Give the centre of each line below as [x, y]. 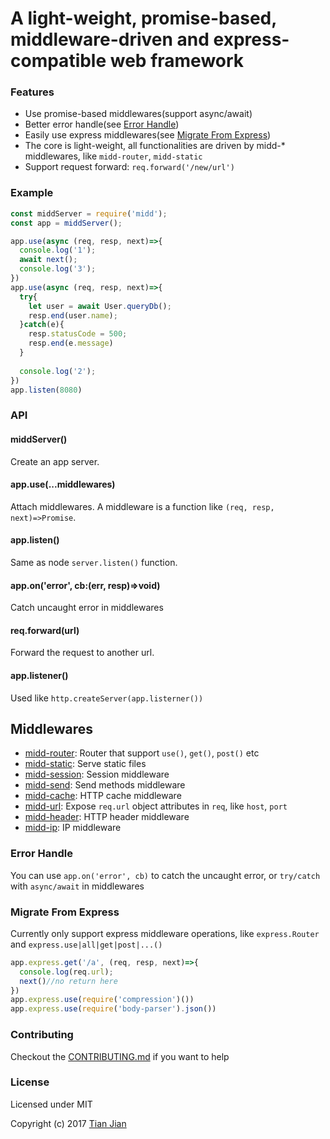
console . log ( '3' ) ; [58, 269]
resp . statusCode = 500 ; [78, 334]
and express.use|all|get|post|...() [86, 944]
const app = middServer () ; [66, 223]
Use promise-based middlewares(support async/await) [138, 114]
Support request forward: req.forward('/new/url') [129, 167]
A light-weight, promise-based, [143, 18]
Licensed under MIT [51, 1104]
